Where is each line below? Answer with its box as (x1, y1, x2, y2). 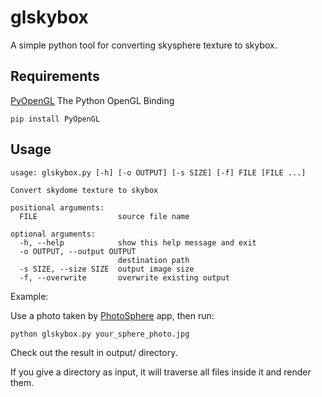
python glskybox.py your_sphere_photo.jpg (10, 329, 190, 339)
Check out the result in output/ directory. (10, 346, 178, 358)
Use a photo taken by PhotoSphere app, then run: (10, 309, 215, 321)
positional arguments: (10, 202, 105, 213)
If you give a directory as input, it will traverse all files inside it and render (10, 366, 312, 378)
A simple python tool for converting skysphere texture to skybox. (10, 39, 278, 51)
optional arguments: (10, 229, 97, 239)
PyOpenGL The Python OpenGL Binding (10, 94, 175, 106)
